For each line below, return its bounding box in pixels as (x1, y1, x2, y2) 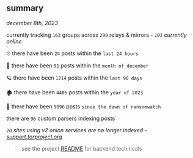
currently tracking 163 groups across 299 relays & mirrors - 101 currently (6, 31, 188, 39)
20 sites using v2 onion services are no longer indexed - (6, 126, 147, 134)
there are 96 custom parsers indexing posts (6, 115, 115, 122)
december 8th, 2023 (6, 19, 58, 26)
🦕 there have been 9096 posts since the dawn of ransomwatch (6, 102, 161, 110)
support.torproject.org (6, 133, 62, 140)
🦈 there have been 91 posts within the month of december (6, 62, 149, 69)
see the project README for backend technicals (21, 145, 142, 152)
